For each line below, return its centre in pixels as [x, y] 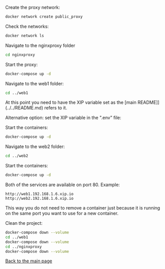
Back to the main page [29, 261]
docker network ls [25, 36]
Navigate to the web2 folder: [35, 146]
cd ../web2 [17, 156]
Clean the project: [24, 223]
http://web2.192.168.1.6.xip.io [39, 198]
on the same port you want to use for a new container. [62, 213]
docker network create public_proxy [44, 17]
